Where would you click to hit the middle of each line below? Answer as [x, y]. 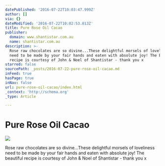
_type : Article [21, 96]
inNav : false [18, 83]
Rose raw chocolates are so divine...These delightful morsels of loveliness [80, 148]
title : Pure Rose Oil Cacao [34, 28]
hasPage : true [20, 78]
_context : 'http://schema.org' [37, 92]
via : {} [13, 19]
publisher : [16, 32]
